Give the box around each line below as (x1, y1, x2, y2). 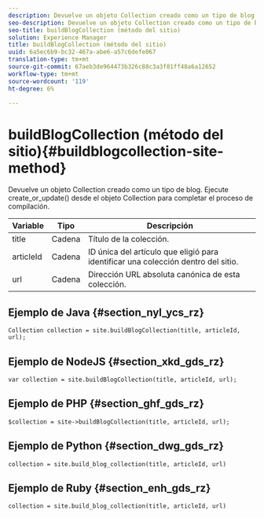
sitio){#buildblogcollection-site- (8, 142, 224, 160)
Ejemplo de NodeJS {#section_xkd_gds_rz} (8, 355, 225, 368)
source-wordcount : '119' (8, 77, 90, 85)
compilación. (8, 202, 49, 211)
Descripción (146, 220, 194, 231)
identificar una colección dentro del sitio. (87, 257, 239, 268)
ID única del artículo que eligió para (87, 246, 218, 257)
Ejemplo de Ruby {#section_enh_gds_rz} (8, 481, 211, 494)
